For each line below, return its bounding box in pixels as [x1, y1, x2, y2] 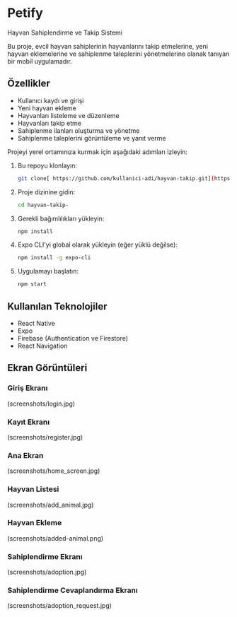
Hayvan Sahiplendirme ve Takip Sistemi [7, 28, 122, 37]
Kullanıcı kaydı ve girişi [17, 96, 84, 105]
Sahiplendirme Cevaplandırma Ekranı [7, 585, 138, 595]
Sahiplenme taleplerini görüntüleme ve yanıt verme [17, 134, 166, 142]
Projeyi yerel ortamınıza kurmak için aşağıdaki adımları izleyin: [7, 147, 188, 156]
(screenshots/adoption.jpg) [7, 568, 87, 577]
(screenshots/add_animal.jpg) [7, 500, 94, 509]
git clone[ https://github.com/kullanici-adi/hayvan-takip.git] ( [17, 175, 214, 182]
